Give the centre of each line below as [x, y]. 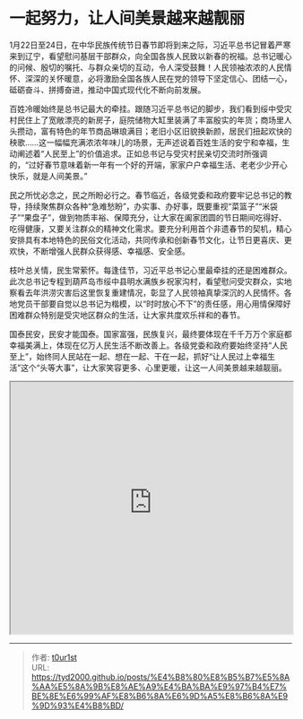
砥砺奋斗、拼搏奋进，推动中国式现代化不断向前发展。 [108, 90]
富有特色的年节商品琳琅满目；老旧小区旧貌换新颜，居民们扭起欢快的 [166, 131]
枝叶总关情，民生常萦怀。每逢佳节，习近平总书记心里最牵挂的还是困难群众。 [151, 270]
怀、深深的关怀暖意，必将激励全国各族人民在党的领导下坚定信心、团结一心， [151, 78]
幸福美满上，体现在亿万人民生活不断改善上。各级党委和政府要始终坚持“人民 [149, 345]
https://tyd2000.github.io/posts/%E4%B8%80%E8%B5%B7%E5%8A [160, 677]
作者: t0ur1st [54, 657]
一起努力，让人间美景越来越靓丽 [127, 18]
